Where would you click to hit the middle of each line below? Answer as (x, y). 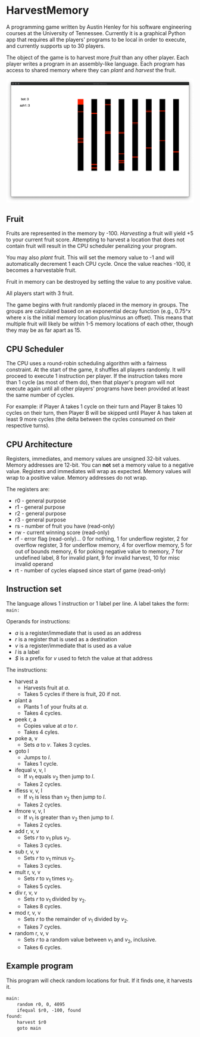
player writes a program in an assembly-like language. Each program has (96, 64)
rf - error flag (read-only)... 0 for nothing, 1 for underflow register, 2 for (101, 539)
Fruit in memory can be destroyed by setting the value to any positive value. (99, 282)
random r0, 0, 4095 (41, 1004)
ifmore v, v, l (30, 811)
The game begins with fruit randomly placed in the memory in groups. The (97, 305)
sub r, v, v (27, 852)
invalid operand (34, 564)
